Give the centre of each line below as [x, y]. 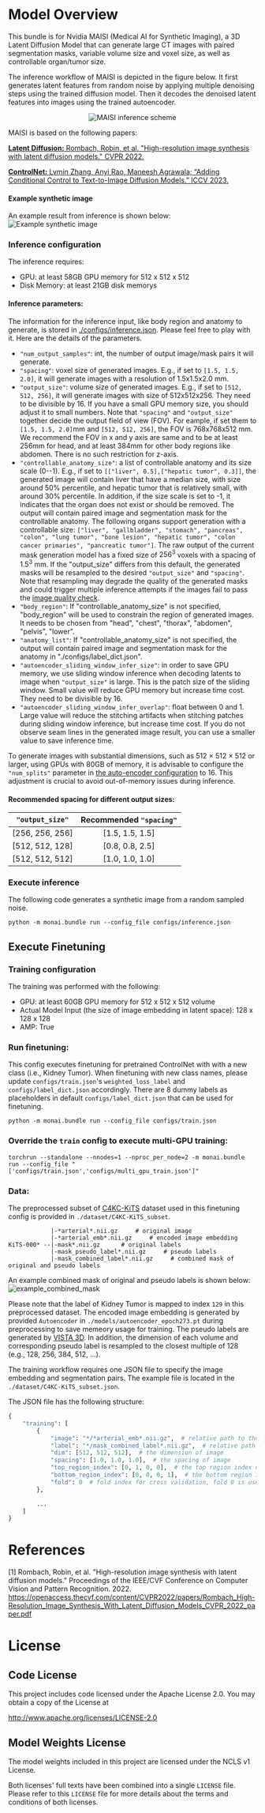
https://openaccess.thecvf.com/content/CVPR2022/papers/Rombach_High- [132, 1597]
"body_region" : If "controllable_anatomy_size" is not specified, [120, 606]
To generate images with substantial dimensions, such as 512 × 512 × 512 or [131, 755]
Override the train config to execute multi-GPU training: [118, 1141]
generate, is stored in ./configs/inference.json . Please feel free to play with [129, 329]
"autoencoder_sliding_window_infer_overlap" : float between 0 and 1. [132, 707]
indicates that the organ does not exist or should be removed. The [127, 504]
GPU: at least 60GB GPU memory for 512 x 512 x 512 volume [117, 1002]
